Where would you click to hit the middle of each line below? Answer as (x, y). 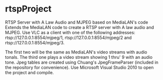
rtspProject (28, 9)
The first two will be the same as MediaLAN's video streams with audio (76, 52)
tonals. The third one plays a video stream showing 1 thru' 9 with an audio (79, 57)
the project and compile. (29, 72)
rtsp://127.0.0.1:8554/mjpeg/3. (35, 42)
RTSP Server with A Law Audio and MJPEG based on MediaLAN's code (77, 22)
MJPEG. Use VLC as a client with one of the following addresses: (70, 32)
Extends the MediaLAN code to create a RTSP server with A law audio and (80, 27)
